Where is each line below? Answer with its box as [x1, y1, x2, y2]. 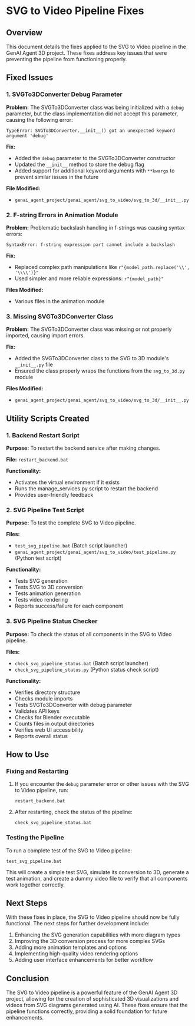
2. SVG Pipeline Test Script [6, 506, 84, 514]
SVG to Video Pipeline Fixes [6, 4, 144, 18]
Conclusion [6, 973, 49, 984]
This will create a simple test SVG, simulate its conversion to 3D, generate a [6, 868, 190, 875]
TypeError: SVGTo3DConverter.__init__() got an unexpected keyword [6, 128, 176, 134]
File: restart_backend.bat [6, 456, 69, 463]
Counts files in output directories [14, 720, 94, 727]
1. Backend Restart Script [6, 431, 80, 439]
